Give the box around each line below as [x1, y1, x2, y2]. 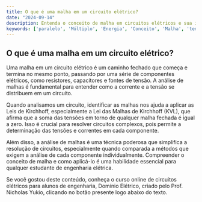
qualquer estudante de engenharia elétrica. [6, 164, 113, 172]
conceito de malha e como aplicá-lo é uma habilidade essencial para [6, 158, 176, 165]
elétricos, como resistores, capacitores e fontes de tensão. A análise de [6, 77, 184, 84]
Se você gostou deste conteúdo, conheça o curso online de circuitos [6, 176, 177, 183]
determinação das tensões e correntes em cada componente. [6, 127, 159, 134]
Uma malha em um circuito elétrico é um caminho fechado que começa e [6, 64, 188, 71]
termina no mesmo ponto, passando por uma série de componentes [6, 71, 175, 78]
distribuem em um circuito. [6, 90, 73, 97]
